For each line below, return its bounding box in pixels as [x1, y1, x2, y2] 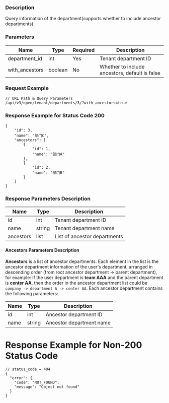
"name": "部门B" [32, 170, 65, 175]
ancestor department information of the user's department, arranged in [5, 263, 153, 270]
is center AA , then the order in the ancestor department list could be [5, 280, 147, 286]
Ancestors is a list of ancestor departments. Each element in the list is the [5, 258, 159, 264]
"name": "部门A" [32, 152, 65, 157]
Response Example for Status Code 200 [5, 112, 105, 119]
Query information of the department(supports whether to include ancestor [5, 16, 161, 22]
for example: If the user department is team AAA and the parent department [5, 274, 163, 281]
